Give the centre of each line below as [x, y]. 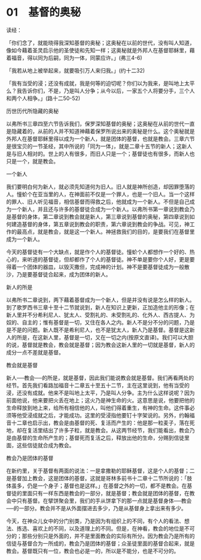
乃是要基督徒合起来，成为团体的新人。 [64, 274]
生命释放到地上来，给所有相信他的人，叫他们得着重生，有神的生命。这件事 [98, 408]
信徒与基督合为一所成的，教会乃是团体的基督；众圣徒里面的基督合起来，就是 [100, 543]
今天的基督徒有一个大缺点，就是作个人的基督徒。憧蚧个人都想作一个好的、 [98, 252]
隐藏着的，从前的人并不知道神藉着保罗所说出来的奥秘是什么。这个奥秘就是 [103, 131]
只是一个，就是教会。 [32, 161]
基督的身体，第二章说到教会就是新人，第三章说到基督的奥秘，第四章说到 [100, 216]
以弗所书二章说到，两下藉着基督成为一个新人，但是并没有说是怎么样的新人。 [100, 300]
